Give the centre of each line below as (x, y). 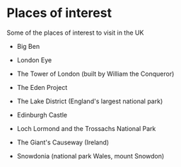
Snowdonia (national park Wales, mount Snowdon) (90, 156)
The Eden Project (42, 87)
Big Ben (28, 46)
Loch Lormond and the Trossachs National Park (86, 128)
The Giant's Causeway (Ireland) (63, 142)
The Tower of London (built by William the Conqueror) (95, 74)
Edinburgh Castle (42, 115)
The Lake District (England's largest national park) (90, 101)
